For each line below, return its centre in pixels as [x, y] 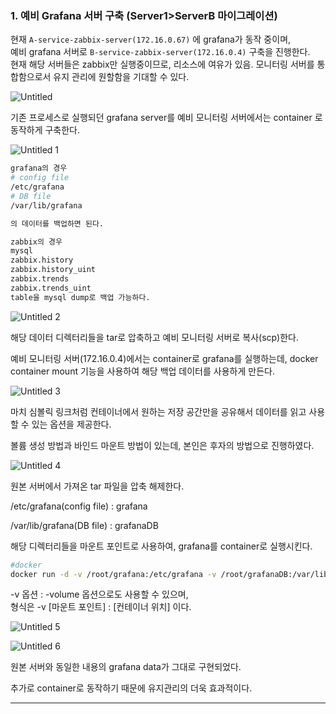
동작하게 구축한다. [45, 130]
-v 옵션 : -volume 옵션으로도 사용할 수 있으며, [99, 594]
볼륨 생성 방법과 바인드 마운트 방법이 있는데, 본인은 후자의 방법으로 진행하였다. [162, 445]
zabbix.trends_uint [51, 288]
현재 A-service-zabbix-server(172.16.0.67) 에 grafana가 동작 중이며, [151, 39]
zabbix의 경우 [36, 242]
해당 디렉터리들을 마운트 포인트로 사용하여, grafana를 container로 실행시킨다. [161, 546]
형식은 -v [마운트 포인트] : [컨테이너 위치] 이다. [101, 607]
